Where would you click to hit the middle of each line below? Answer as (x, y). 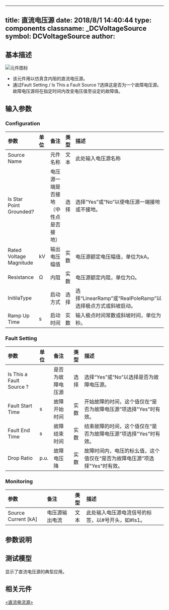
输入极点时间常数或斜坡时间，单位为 (118, 315)
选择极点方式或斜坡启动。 (106, 306)
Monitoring (19, 481)
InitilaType (20, 298)
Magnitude (21, 263)
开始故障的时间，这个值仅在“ (118, 402)
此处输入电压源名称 (98, 158)
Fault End (19, 431)
